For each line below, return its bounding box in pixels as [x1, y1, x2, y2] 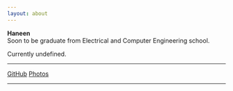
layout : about [7, 10, 49, 17]
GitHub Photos [7, 70, 49, 78]
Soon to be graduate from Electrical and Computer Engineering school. [7, 36, 210, 45]
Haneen [7, 29, 31, 37]
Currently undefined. [7, 50, 67, 58]
